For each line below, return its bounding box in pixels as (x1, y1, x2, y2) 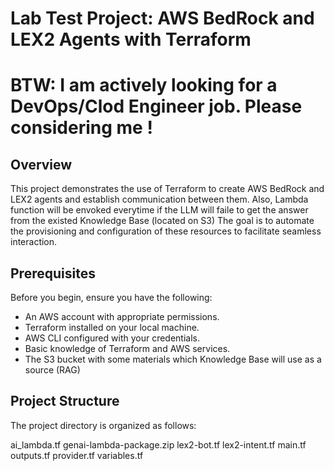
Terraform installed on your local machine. (24, 322, 200, 333)
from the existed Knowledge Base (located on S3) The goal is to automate (10, 215, 315, 227)
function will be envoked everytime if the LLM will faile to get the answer (10, 204, 309, 216)
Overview (10, 156, 73, 173)
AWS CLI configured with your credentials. (24, 332, 200, 344)
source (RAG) (24, 364, 81, 376)
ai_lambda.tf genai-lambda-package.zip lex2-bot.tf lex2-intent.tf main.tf (10, 438, 307, 451)
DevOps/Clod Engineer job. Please (10, 95, 303, 118)
